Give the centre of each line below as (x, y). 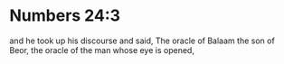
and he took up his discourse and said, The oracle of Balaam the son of (142, 41)
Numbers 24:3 (65, 16)
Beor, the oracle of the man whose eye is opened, (102, 50)
